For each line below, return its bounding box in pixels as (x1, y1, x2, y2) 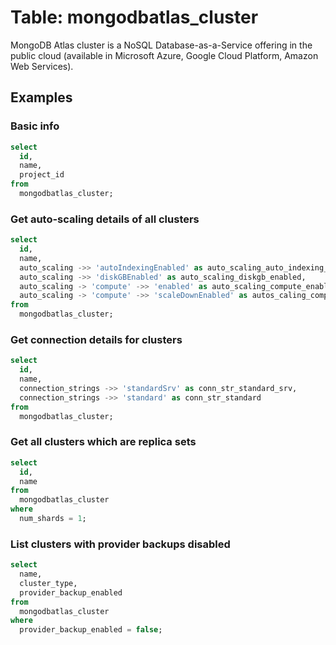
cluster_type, (19, 578, 78, 588)
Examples (10, 89, 73, 106)
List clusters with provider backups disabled (10, 537, 231, 551)
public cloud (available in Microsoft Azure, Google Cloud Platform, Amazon (10, 49, 319, 61)
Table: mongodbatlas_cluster (10, 6, 259, 29)
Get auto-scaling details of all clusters (10, 212, 200, 226)
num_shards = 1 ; (19, 514, 87, 524)
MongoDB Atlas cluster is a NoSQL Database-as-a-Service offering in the (10, 39, 313, 51)
